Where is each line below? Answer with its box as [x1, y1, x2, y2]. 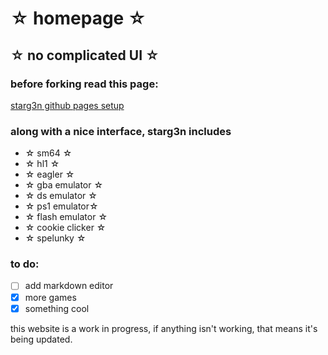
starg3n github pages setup [10, 99, 125, 111]
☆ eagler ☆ [24, 168, 75, 181]
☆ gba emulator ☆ [24, 179, 104, 191]
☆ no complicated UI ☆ [10, 47, 160, 64]
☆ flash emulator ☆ [24, 211, 108, 223]
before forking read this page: [10, 77, 159, 91]
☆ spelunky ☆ [24, 232, 87, 244]
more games [24, 291, 77, 303]
